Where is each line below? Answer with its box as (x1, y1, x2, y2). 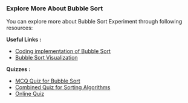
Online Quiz (15, 90, 45, 98)
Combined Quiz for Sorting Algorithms (15, 84, 111, 91)
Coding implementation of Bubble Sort (15, 48, 111, 55)
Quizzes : (6, 66, 31, 73)
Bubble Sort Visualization (15, 54, 78, 61)
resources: (6, 24, 33, 31)
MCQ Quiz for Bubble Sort (15, 77, 80, 85)
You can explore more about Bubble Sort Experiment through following (6, 18, 183, 25)
